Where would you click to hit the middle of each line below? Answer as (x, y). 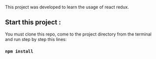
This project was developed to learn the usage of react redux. (67, 7)
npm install (19, 51)
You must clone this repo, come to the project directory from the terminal (78, 34)
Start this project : (33, 22)
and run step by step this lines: (36, 39)
